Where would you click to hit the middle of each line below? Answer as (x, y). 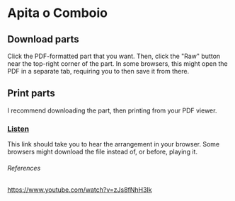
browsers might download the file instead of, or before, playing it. (103, 152)
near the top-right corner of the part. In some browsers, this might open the (117, 64)
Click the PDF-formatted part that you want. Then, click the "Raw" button (114, 56)
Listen (18, 129)
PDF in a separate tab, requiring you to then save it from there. (98, 71)
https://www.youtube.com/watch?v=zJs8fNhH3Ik (80, 190)
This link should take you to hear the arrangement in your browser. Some (114, 144)
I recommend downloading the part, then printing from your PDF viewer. (112, 110)
